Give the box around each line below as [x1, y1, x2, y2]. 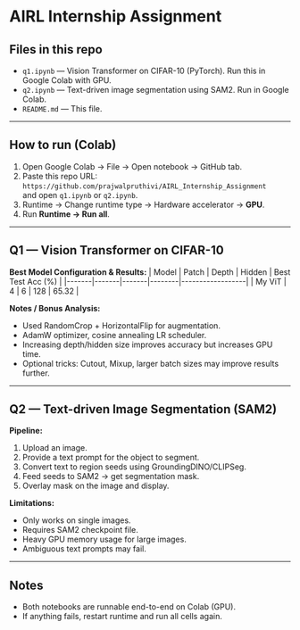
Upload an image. [21, 443, 87, 453]
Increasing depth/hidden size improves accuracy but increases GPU [21, 339, 273, 350]
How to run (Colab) [9, 137, 117, 153]
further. [21, 368, 51, 378]
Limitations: [9, 498, 55, 509]
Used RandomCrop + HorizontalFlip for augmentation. [21, 319, 221, 331]
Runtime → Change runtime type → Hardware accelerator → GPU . [21, 199, 265, 210]
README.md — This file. [21, 104, 103, 113]
